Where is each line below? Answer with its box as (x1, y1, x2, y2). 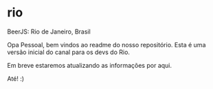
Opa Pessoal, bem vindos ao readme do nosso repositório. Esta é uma (7, 40, 206, 49)
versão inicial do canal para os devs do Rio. (7, 48, 131, 56)
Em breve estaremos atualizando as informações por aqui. (7, 61, 172, 69)
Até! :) (7, 74, 25, 83)
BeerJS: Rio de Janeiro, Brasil (7, 27, 91, 36)
